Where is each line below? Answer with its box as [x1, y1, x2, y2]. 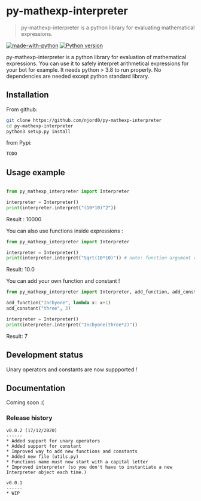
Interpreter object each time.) [6, 469, 87, 475]
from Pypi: [6, 139, 32, 146]
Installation [6, 90, 49, 100]
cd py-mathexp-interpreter [6, 123, 74, 129]
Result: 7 [6, 332, 28, 340]
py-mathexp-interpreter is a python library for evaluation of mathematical [6, 53, 187, 60]
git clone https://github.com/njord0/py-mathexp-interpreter [6, 117, 162, 123]
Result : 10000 [6, 215, 42, 222]
